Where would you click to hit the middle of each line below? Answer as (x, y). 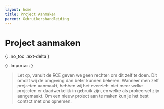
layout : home (18, 10)
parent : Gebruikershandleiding (37, 19)
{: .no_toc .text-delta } (27, 56)
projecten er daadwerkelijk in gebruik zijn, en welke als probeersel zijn (88, 91)
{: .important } (19, 66)
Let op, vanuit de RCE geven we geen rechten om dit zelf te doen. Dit (87, 75)
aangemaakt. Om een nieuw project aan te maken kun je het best (83, 96)
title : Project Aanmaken (30, 14)
